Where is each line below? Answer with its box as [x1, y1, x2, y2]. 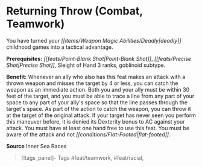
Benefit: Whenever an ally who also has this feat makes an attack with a [6, 73, 186, 80]
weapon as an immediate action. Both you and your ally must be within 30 [6, 86, 190, 93]
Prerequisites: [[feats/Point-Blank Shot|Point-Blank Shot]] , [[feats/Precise [6, 55, 192, 62]
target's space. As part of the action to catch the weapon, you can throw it [6, 105, 191, 112]
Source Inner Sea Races [6, 142, 67, 150]
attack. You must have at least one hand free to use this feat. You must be [6, 124, 190, 131]
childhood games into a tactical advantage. [6, 43, 113, 51]
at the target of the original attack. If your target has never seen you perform [6, 112, 196, 119]
